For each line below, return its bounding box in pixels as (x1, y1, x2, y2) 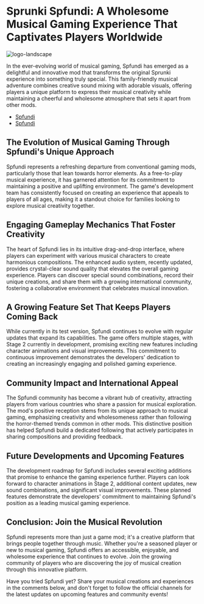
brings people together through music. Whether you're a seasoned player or (6, 539, 198, 547)
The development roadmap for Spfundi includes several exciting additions (6, 467, 192, 474)
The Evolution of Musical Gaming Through (6, 137, 170, 148)
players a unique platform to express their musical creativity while (6, 88, 172, 95)
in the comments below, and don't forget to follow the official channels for (6, 584, 192, 591)
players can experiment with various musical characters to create (6, 252, 171, 259)
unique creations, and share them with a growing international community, (6, 278, 193, 285)
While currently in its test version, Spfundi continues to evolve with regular (6, 328, 193, 335)
